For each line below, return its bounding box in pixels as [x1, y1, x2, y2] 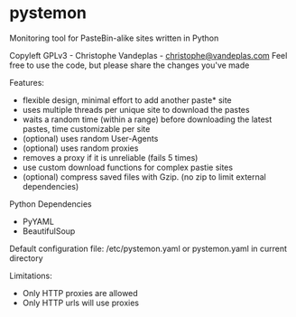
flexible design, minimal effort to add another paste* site [22, 94, 232, 106]
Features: [9, 77, 45, 88]
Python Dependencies [9, 198, 92, 210]
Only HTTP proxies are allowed [22, 287, 138, 298]
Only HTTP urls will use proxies [22, 297, 140, 308]
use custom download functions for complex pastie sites [22, 162, 233, 172]
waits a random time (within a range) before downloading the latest [22, 114, 273, 125]
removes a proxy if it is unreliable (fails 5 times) [22, 152, 199, 163]
